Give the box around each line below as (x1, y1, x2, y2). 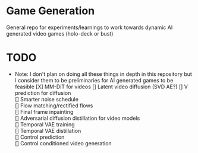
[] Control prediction (14, 133, 65, 141)
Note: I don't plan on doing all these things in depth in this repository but (14, 70, 192, 78)
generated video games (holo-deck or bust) (6, 30, 114, 37)
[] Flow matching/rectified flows (14, 102, 93, 109)
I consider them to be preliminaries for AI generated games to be (14, 76, 174, 84)
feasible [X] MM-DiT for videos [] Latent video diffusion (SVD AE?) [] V (14, 83, 188, 90)
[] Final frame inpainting (14, 108, 74, 115)
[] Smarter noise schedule (14, 95, 79, 103)
